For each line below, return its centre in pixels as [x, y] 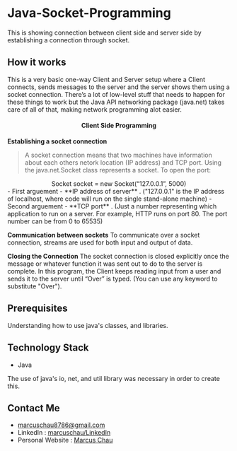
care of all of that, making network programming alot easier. [95, 109]
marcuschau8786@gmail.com [61, 425]
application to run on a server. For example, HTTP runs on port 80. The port [117, 213]
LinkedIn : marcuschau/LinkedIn [64, 433]
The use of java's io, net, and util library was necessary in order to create [114, 378]
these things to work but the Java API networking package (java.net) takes [116, 102]
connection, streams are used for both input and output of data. [100, 242]
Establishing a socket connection [57, 141]
